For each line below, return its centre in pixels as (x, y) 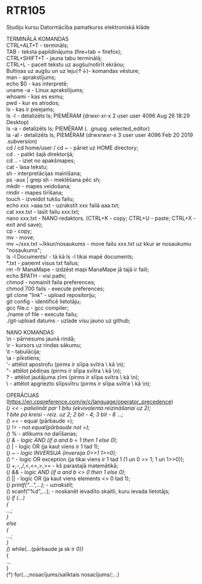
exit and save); (25, 224)
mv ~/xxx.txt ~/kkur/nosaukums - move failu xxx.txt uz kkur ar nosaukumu (99, 243)
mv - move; (21, 237)
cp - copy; (19, 231)
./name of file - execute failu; (42, 314)
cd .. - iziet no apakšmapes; (41, 160)
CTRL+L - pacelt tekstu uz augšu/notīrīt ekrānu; (65, 64)
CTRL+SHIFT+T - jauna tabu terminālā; (54, 58)
